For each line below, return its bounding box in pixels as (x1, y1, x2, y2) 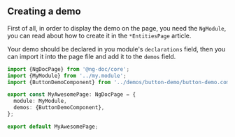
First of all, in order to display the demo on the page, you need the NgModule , (7, 24, 227, 32)
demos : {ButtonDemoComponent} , (13, 104, 105, 111)
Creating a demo (7, 6, 82, 17)
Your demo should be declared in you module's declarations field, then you (7, 45, 226, 53)
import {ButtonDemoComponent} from (7, 79, 111, 86)
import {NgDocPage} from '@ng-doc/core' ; (7, 65, 130, 72)
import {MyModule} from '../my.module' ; (7, 72, 127, 79)
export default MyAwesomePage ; (7, 123, 99, 130)
